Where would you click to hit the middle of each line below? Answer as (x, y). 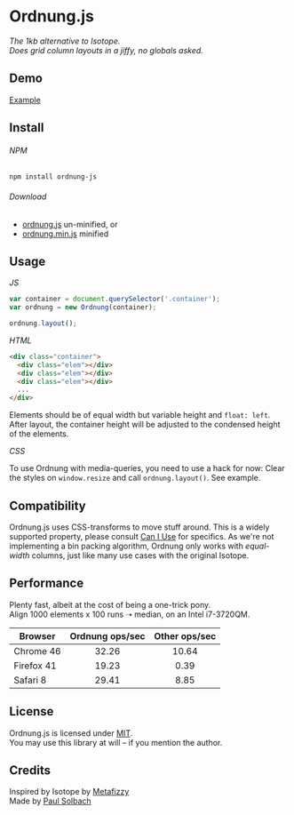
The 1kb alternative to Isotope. (65, 41)
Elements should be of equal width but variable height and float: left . (140, 415)
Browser (37, 635)
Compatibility (48, 505)
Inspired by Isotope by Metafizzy (69, 792)
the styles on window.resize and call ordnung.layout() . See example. (135, 478)
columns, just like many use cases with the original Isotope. (140, 555)
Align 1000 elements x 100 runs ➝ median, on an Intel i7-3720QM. (130, 614)
